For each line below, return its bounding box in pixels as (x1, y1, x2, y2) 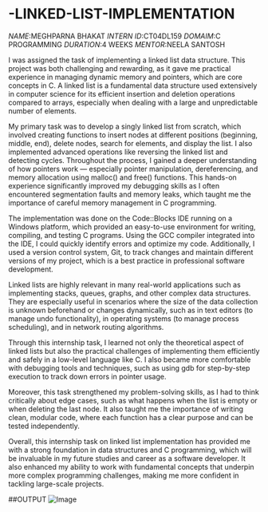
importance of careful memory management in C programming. (8, 197, 217, 208)
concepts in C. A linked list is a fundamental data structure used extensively (8, 81, 258, 90)
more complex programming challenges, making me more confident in (8, 470, 239, 480)
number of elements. (8, 105, 77, 116)
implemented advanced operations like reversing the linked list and (8, 147, 229, 157)
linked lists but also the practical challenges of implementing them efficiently (8, 346, 260, 355)
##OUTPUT (8, 494, 47, 504)
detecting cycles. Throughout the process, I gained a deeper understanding (8, 155, 257, 165)
